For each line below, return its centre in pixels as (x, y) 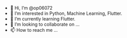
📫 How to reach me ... (34, 30)
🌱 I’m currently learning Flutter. (43, 19)
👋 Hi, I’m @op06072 (31, 8)
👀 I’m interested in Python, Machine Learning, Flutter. (66, 13)
